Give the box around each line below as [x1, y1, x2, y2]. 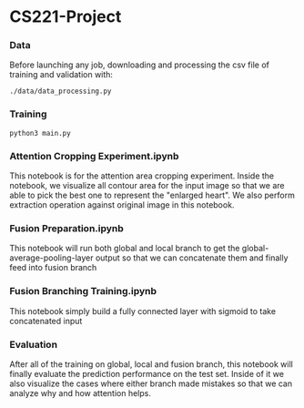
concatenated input [9, 315, 83, 326]
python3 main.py [9, 128, 71, 138]
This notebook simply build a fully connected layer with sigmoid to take [9, 305, 276, 316]
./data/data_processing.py [9, 87, 112, 97]
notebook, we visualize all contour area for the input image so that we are [9, 180, 285, 191]
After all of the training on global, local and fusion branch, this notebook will [9, 358, 293, 370]
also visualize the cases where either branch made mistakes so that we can [9, 378, 293, 389]
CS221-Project [9, 6, 122, 27]
